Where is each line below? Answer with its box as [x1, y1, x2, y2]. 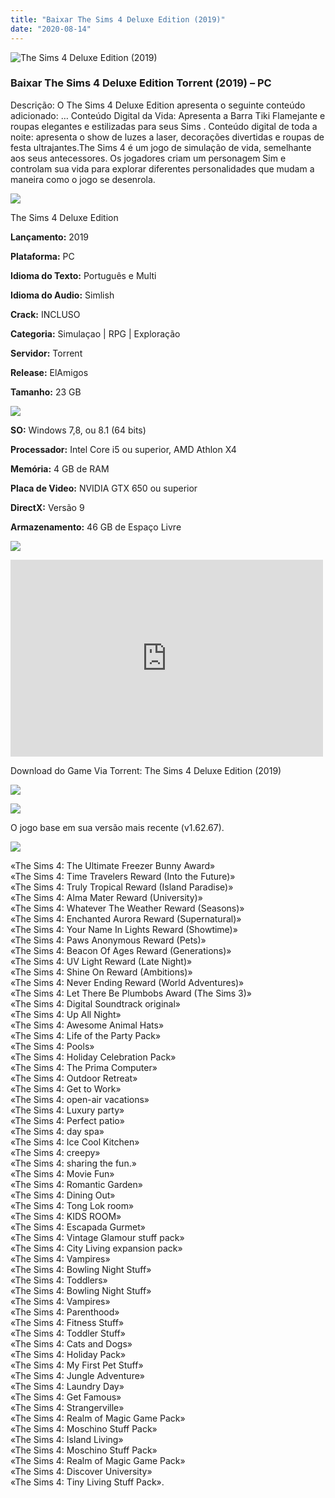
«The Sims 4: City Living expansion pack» [10, 1242, 183, 1254]
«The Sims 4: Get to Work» [10, 1082, 122, 1095]
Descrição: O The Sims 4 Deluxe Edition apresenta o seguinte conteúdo [10, 99, 306, 111]
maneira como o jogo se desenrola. [10, 173, 156, 185]
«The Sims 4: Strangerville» [10, 1401, 125, 1413]
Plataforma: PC [10, 250, 75, 262]
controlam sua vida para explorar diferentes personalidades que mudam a [10, 162, 315, 175]
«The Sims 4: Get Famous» [10, 1391, 122, 1403]
